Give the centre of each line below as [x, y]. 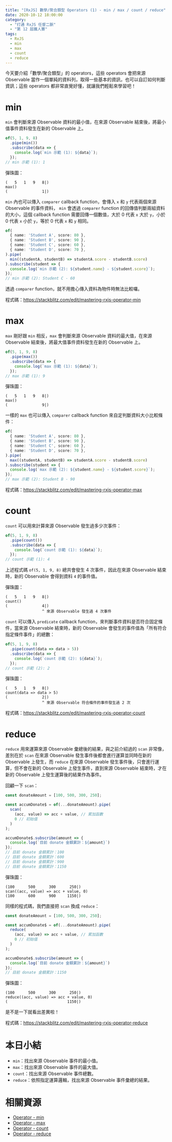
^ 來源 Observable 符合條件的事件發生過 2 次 [86, 703]
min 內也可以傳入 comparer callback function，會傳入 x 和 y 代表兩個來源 [81, 202]
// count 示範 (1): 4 [28, 559]
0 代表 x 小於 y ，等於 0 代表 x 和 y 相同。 [48, 221]
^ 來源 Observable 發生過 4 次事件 [77, 612]
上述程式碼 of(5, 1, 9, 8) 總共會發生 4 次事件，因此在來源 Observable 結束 [86, 570]
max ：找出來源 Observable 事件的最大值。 [57, 1067]
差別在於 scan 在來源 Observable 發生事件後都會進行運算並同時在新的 [79, 755]
